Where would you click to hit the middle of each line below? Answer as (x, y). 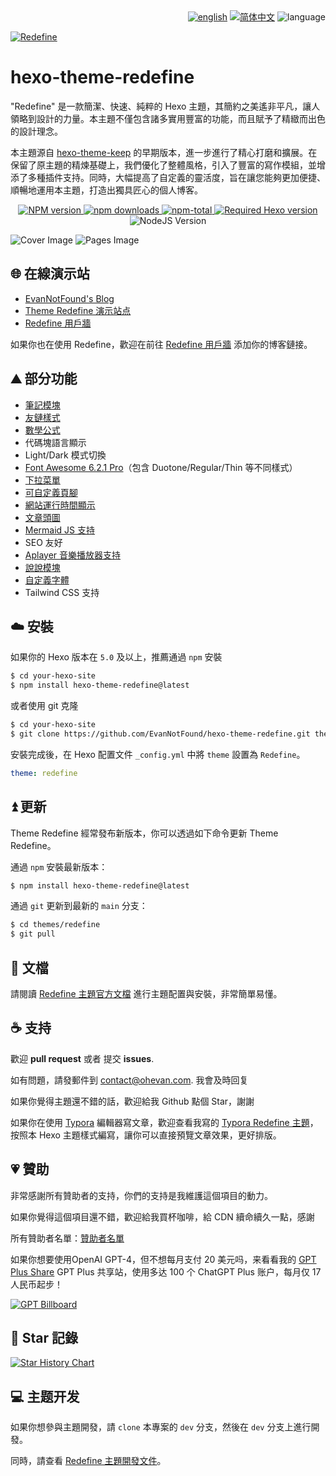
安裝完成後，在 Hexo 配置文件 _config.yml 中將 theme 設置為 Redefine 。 (158, 754)
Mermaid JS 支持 (60, 530)
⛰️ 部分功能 (44, 379)
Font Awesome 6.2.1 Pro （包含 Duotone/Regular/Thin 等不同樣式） (161, 467)
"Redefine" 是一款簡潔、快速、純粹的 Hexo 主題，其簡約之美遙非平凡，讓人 (165, 106)
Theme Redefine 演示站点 (78, 310)
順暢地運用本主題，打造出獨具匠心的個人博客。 (106, 190)
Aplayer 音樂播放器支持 (73, 555)
